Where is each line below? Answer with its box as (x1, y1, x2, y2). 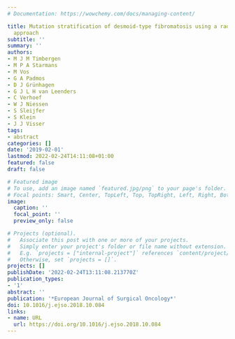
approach (13, 29, 39, 36)
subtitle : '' (7, 36, 45, 43)
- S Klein (7, 114, 36, 121)
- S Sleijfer (7, 108, 45, 115)
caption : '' (13, 204, 49, 212)
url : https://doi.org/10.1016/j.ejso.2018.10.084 (13, 321, 161, 329)
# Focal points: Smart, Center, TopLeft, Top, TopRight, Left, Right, (7, 192, 218, 199)
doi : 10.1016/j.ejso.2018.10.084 (7, 301, 105, 308)
